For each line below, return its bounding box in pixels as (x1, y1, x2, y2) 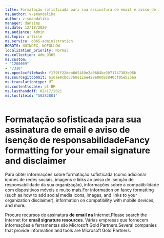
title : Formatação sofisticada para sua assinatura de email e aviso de (5, 7, 156, 12)
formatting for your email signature (5, 145, 150, 156)
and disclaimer (5, 155, 67, 166)
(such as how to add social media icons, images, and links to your (5, 192, 138, 198)
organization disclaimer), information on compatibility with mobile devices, (5, 198, 155, 203)
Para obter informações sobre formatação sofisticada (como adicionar (5, 171, 147, 178)
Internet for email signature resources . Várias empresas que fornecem (5, 217, 148, 223)
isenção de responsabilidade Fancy (5, 135, 150, 146)
